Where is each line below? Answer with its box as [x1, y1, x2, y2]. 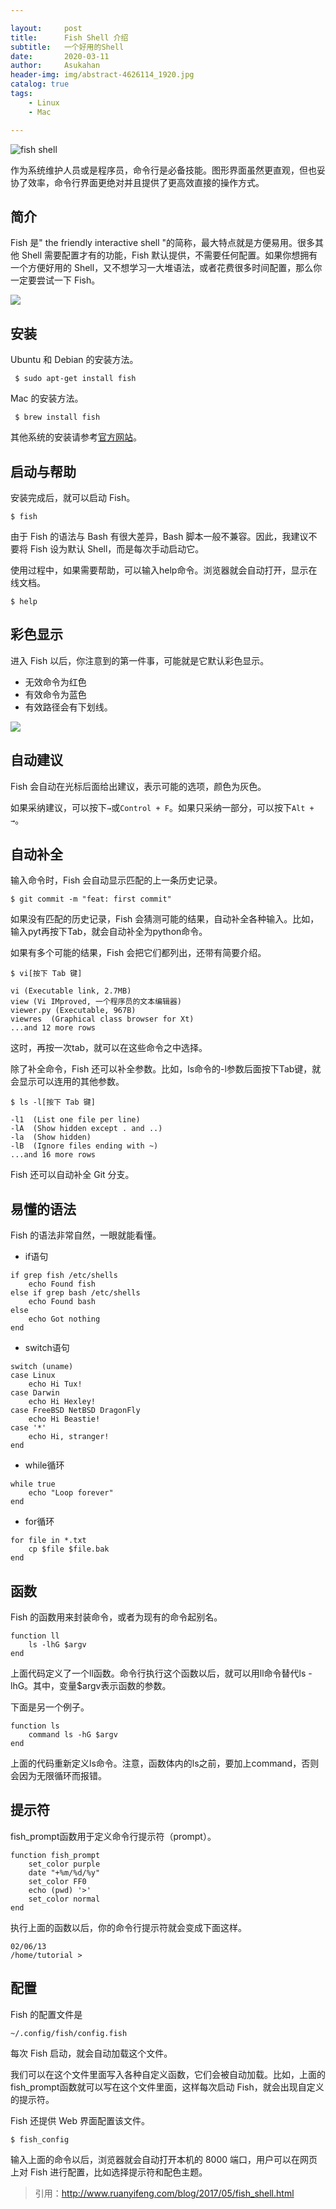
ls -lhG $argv [28, 1640, 87, 1650]
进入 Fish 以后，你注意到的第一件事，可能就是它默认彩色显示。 [10, 654, 270, 666]
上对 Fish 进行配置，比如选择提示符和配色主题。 [10, 2166, 208, 2178]
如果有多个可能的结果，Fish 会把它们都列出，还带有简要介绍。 [10, 947, 267, 959]
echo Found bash [28, 1297, 97, 1307]
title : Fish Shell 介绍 [10, 32, 129, 43]
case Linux [10, 1371, 56, 1381]
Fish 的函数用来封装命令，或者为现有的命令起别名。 [10, 1611, 223, 1623]
